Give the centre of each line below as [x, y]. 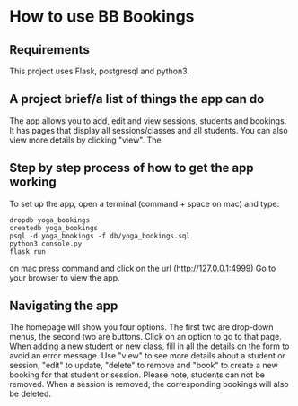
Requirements [49, 50]
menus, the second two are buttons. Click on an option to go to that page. [146, 337]
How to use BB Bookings [102, 17]
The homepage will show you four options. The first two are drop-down [141, 327]
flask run [28, 251]
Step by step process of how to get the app [131, 168]
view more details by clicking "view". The [85, 140]
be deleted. [31, 394]
